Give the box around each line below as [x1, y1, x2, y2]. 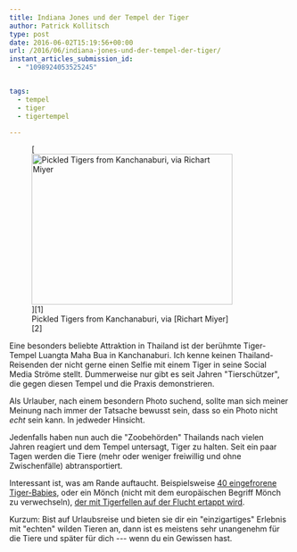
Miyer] [204, 314, 229, 324]
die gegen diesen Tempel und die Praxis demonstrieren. [9, 379, 215, 389]
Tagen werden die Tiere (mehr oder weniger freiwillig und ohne [9, 451, 242, 462]
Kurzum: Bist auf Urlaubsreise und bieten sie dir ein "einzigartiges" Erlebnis [9, 514, 287, 525]
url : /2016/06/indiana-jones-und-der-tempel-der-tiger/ [9, 46, 221, 55]
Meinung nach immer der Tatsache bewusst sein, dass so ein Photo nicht [9, 406, 278, 416]
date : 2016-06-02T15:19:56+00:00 [9, 38, 134, 47]
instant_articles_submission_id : [9, 54, 134, 63]
